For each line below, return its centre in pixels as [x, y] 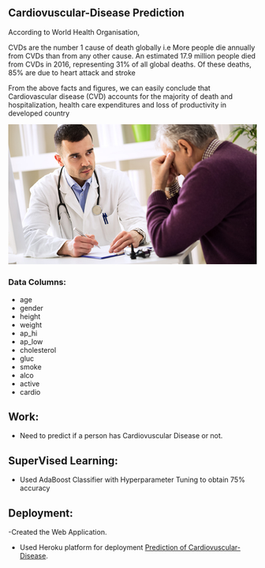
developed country [39, 113]
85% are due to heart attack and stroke [72, 72]
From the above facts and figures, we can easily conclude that [109, 88]
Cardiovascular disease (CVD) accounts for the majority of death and [121, 96]
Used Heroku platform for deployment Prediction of [103, 547]
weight [30, 324]
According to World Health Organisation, [74, 32]
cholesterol [38, 350]
